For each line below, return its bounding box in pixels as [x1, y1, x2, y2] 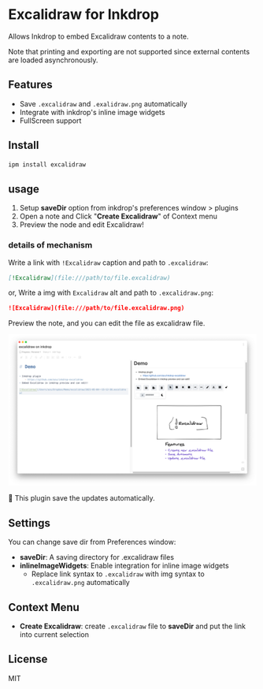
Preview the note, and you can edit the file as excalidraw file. [8, 318, 206, 328]
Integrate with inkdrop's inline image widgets [19, 107, 165, 117]
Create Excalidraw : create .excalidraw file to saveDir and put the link [19, 621, 246, 631]
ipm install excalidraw [8, 160, 87, 169]
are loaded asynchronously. [8, 55, 98, 65]
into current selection [19, 630, 89, 639]
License [8, 653, 48, 666]
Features [8, 78, 53, 91]
